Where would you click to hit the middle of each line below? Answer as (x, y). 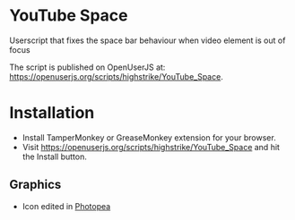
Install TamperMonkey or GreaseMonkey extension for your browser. (149, 137)
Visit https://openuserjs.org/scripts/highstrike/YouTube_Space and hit (151, 147)
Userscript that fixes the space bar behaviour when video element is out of (147, 40)
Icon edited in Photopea (66, 206)
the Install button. (54, 157)
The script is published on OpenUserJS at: (87, 67)
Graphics (35, 185)
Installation (52, 113)
